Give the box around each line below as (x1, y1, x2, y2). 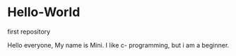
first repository (7, 27, 51, 36)
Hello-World (7, 4, 81, 20)
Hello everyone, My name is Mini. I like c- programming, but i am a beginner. (7, 41, 230, 49)
